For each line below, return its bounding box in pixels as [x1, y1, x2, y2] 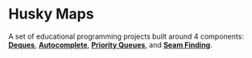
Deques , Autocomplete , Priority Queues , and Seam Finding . [8, 39, 213, 49]
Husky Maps [8, 5, 94, 23]
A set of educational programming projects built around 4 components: [8, 31, 244, 41]
